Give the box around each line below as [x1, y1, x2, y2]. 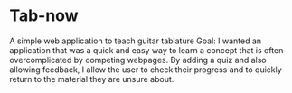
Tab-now [9, 5, 79, 26]
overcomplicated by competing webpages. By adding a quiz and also [9, 54, 267, 65]
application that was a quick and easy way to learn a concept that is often [9, 44, 284, 55]
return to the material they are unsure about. [9, 73, 174, 84]
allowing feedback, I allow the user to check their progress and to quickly [9, 64, 282, 75]
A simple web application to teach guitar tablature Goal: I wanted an [9, 35, 262, 46]
